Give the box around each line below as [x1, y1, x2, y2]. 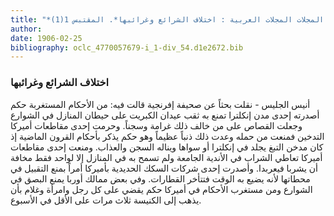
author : [10, 24, 43, 34]
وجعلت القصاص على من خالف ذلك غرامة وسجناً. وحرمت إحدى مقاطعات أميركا [10, 119, 303, 131]
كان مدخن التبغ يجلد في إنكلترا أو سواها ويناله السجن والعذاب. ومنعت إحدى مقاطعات [10, 141, 324, 153]
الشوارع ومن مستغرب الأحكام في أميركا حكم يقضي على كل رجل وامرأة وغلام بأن [10, 183, 313, 195]
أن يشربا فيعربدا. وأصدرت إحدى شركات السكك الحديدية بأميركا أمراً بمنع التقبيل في [10, 162, 318, 174]
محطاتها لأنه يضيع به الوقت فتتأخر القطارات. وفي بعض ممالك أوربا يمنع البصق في [10, 172, 311, 185]
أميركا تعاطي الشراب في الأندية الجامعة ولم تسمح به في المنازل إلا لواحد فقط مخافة [10, 151, 323, 163]
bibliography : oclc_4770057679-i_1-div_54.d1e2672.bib [10, 42, 244, 53]
